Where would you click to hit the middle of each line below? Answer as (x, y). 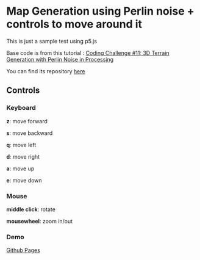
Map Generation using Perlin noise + (101, 11)
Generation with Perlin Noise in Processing (60, 59)
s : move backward (30, 133)
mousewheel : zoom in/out (40, 221)
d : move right (23, 156)
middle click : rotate (31, 209)
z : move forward (27, 121)
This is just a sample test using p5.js (52, 41)
